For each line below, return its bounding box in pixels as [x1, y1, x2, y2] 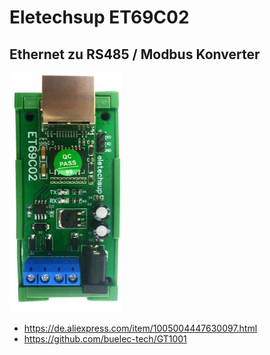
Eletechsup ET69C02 [9, 6, 190, 29]
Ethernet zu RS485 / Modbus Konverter [9, 46, 261, 63]
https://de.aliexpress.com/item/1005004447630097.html [23, 322, 258, 334]
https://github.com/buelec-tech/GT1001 [23, 333, 187, 345]
